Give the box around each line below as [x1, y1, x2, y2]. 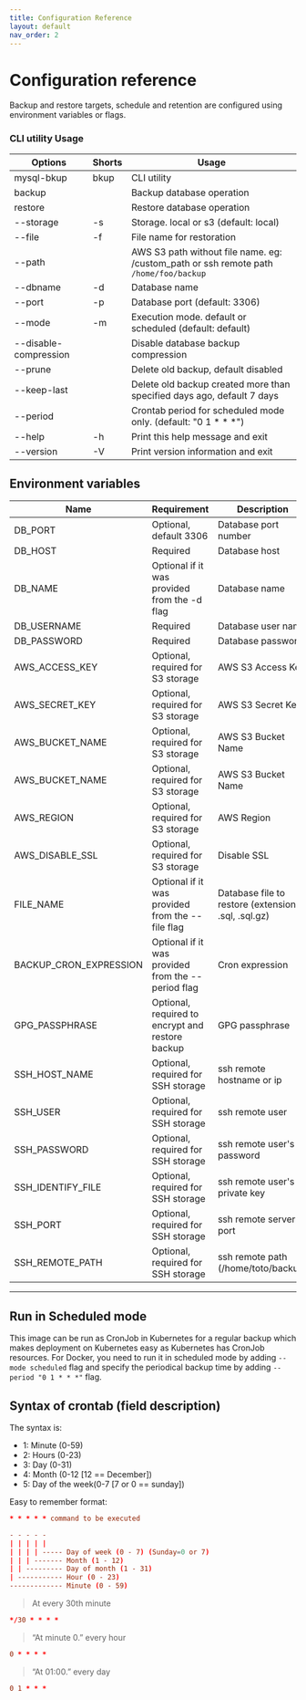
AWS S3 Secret [217, 699, 284, 712]
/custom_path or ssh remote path [130, 256, 273, 269]
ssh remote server [217, 1213, 296, 1225]
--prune [14, 362, 52, 375]
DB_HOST [14, 545, 57, 558]
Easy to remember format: [9, 1497, 107, 1507]
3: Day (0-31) [22, 1459, 73, 1470]
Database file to [217, 887, 285, 900]
